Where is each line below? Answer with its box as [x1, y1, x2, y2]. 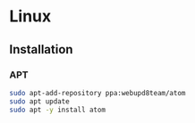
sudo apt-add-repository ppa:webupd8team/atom [9, 88, 186, 97]
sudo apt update [9, 96, 70, 106]
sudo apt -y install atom [9, 105, 106, 114]
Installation [9, 42, 73, 57]
